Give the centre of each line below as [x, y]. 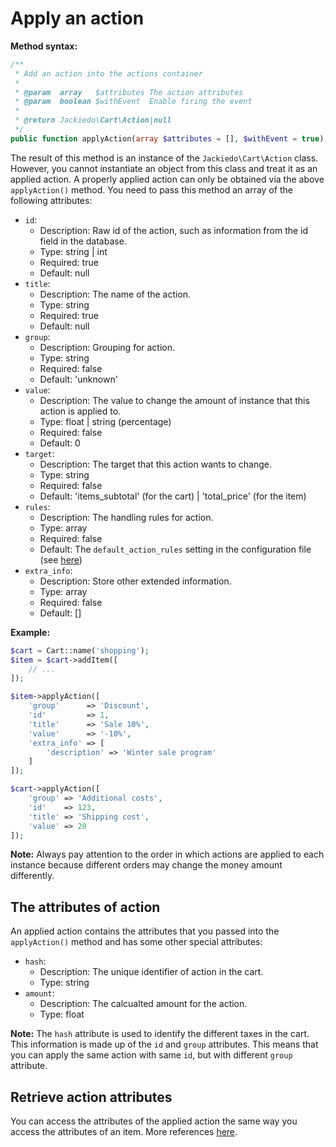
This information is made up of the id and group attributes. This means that [164, 1044]
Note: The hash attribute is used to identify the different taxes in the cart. [160, 1034]
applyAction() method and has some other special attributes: [136, 942]
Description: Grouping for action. [107, 347]
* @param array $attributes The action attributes [129, 92]
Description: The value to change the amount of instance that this [174, 400]
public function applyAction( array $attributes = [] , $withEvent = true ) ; [169, 138]
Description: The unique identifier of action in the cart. [151, 972]
